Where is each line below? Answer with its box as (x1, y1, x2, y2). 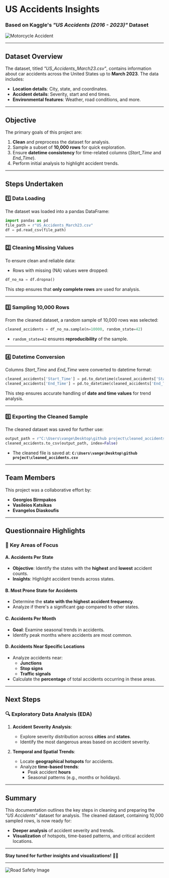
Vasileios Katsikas (12, 502, 52, 508)
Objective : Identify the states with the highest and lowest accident (12, 565, 152, 571)
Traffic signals (20, 670, 51, 676)
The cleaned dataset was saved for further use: (5, 426, 104, 433)
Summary (5, 794, 37, 802)
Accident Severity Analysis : (12, 724, 72, 730)
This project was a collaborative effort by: (5, 486, 92, 493)
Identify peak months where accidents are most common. (12, 632, 132, 638)
